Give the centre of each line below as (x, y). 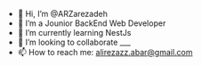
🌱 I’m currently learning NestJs (74, 33)
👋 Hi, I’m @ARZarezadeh (63, 14)
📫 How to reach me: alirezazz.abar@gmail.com (105, 52)
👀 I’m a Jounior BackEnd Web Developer (92, 23)
